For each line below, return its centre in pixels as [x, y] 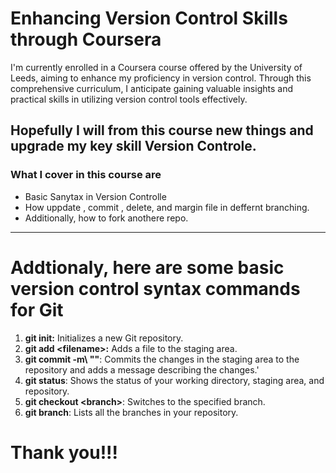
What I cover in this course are [86, 175]
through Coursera [86, 39]
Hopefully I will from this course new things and [162, 130]
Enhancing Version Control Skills [149, 18]
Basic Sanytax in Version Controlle [95, 196]
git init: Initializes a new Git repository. [104, 338]
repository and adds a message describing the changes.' [142, 369]
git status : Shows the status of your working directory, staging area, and [174, 380]
